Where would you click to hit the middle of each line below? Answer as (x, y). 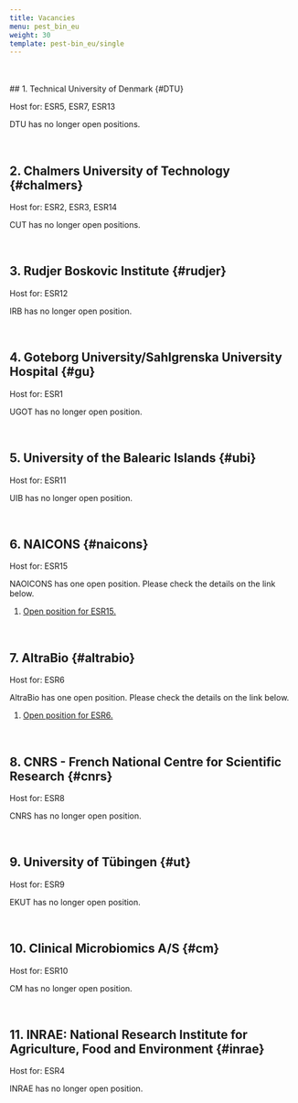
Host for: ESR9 (37, 884)
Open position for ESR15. (69, 611)
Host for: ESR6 (37, 680)
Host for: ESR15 (39, 566)
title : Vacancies (43, 18)
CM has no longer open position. (71, 988)
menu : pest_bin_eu (44, 27)
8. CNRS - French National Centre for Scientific (145, 761)
